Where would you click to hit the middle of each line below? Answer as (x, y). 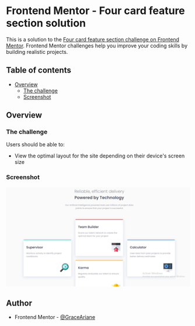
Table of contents (39, 71)
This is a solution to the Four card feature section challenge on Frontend (93, 39)
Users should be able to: (36, 145)
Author (19, 303)
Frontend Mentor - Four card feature (95, 11)
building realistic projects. (37, 52)
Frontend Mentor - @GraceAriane (55, 317)
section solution (46, 23)
